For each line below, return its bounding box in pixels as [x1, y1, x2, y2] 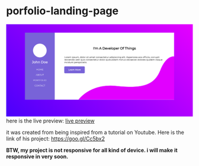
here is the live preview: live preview [6, 117, 95, 124]
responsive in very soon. [6, 153, 69, 160]
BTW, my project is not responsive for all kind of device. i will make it [6, 146, 178, 154]
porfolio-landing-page [6, 4, 119, 18]
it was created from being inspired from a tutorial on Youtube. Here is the [6, 129, 185, 136]
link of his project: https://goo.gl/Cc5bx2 [6, 135, 105, 142]
